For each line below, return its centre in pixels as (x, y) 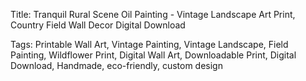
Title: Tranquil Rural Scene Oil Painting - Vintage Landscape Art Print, (153, 14)
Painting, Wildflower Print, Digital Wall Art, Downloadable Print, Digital (153, 55)
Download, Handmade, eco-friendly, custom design (116, 65)
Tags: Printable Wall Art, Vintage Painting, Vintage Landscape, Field (149, 44)
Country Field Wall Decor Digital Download (98, 25)
